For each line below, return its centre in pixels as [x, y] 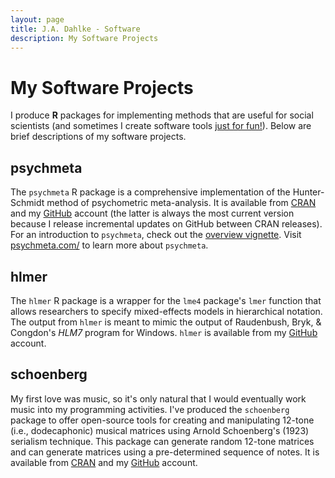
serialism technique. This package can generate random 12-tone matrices [162, 441]
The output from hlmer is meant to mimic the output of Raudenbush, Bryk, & [166, 322]
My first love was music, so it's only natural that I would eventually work [158, 398]
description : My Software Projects [84, 38]
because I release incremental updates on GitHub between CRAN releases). [166, 224]
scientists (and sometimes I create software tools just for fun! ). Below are [161, 126]
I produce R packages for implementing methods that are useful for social [162, 115]
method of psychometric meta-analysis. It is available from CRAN [181, 203]
